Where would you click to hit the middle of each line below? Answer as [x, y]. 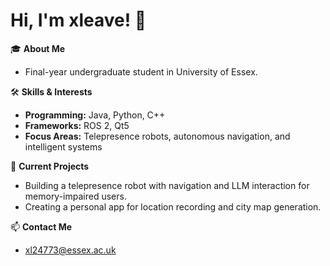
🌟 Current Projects [50, 166]
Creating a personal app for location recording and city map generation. [173, 206]
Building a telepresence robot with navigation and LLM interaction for [167, 185]
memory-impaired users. [75, 196]
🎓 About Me [38, 48]
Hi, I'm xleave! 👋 [78, 20]
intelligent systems [63, 146]
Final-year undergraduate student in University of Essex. [141, 71]
